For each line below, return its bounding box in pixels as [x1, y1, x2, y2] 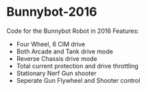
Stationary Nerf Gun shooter [16, 69, 97, 77]
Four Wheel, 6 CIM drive [16, 40, 86, 48]
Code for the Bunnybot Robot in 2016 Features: [6, 27, 140, 35]
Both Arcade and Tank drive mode [16, 47, 114, 55]
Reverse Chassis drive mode [16, 54, 97, 62]
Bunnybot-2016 [6, 4, 97, 20]
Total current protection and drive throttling [16, 62, 138, 70]
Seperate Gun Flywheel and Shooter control [16, 76, 141, 84]
